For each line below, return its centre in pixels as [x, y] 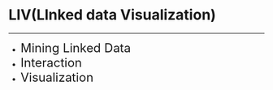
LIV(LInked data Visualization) [113, 15]
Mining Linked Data [76, 48]
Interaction [51, 62]
